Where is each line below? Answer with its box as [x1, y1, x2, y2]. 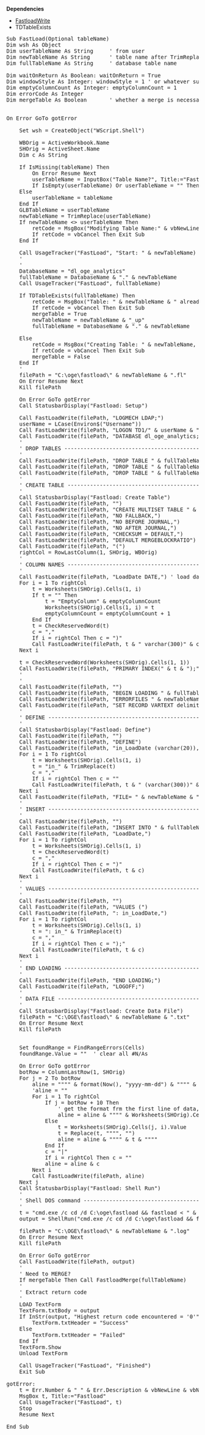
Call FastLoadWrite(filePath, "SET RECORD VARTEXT [19, 702, 174, 709]
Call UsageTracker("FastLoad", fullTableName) [19, 280, 161, 287]
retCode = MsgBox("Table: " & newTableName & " [32, 298, 177, 305]
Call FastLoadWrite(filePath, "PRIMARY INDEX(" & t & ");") [19, 665, 203, 672]
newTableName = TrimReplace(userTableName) [19, 213, 151, 219]
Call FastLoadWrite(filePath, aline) [32, 1173, 145, 1179]
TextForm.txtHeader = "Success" [32, 1319, 129, 1326]
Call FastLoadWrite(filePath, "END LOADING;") [19, 977, 161, 984]
